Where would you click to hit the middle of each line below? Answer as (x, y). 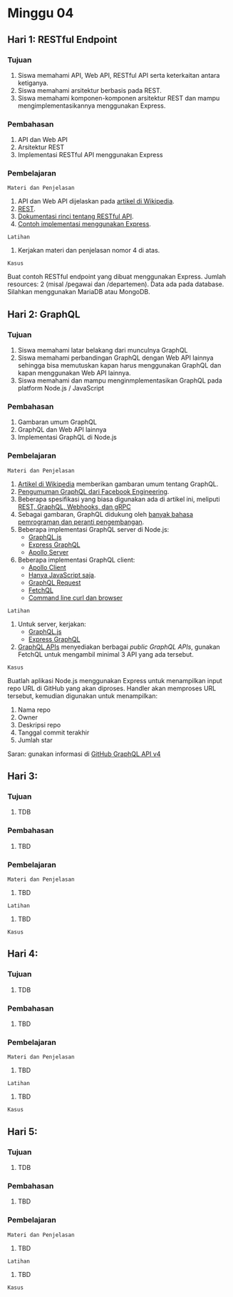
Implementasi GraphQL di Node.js (67, 438)
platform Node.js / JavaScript (61, 388)
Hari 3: (22, 776)
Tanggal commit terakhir (53, 732)
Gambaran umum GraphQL (57, 422)
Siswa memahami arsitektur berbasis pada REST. (90, 90)
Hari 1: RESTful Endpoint (62, 40)
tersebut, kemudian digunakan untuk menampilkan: (83, 696)
